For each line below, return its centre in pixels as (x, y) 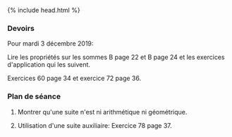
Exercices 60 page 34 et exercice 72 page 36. (74, 78)
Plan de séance (34, 96)
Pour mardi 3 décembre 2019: (50, 44)
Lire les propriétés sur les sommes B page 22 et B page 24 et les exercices (116, 57)
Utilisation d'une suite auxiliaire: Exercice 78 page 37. (95, 125)
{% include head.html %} (44, 10)
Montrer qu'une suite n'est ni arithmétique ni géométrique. (102, 112)
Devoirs (21, 28)
